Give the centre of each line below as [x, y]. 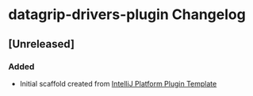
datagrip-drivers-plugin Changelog [127, 15]
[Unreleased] [42, 44]
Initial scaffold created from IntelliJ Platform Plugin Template [118, 83]
